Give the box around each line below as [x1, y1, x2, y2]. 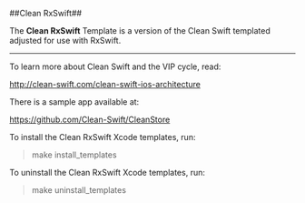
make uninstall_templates [31, 185, 127, 195]
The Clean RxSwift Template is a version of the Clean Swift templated [9, 25, 271, 36]
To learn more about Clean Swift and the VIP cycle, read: [9, 61, 221, 72]
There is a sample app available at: [9, 96, 140, 107]
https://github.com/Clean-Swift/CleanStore [9, 114, 171, 125]
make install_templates [31, 149, 117, 160]
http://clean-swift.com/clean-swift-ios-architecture [9, 79, 202, 89]
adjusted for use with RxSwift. [9, 36, 122, 46]
